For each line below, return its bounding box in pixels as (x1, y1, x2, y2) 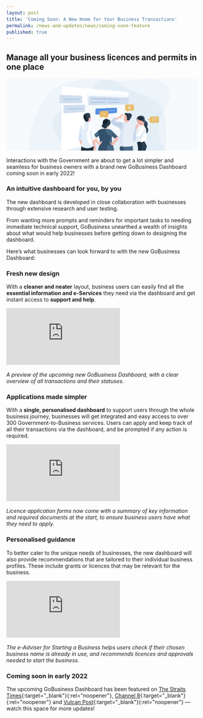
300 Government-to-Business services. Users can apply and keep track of (6, 419, 193, 427)
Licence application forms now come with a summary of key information (6, 507, 188, 515)
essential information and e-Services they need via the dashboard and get (6, 290, 195, 297)
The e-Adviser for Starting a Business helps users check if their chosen (6, 643, 185, 651)
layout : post (6, 10, 39, 16)
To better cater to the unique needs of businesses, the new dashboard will (6, 549, 192, 557)
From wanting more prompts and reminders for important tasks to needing (6, 216, 192, 224)
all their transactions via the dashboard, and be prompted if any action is (6, 425, 187, 433)
